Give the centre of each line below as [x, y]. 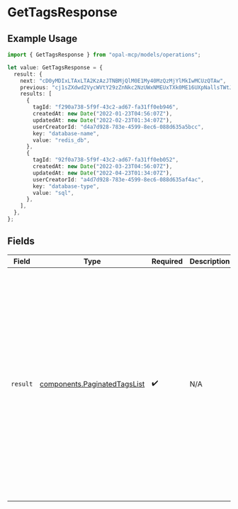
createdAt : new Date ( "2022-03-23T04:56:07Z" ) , [103, 167]
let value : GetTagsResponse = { [55, 67]
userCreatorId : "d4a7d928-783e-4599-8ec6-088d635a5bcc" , [118, 127]
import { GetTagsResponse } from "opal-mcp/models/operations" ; [104, 55]
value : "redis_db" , [62, 140]
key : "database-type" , [66, 186]
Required [167, 261]
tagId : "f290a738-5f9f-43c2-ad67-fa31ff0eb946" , [106, 107]
